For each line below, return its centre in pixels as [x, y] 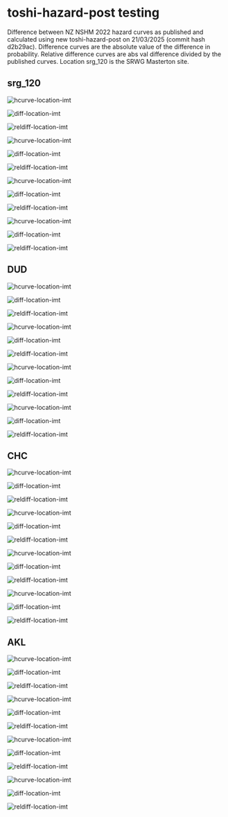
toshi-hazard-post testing [84, 13]
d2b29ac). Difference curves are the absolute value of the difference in [109, 46]
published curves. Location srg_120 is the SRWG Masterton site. [98, 61]
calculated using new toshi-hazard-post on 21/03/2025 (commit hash [106, 39]
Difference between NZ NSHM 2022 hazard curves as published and [105, 32]
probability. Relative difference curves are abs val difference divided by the [114, 54]
